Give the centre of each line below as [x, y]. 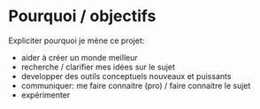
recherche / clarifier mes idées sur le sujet [98, 67]
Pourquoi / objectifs [82, 16]
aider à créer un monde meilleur [79, 57]
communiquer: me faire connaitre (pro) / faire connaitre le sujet [136, 85]
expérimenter [46, 95]
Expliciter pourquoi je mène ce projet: [76, 40]
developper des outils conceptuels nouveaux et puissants [126, 76]
